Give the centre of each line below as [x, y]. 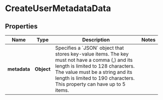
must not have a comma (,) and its [94, 60]
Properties [21, 26]
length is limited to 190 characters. [95, 78]
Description [96, 40]
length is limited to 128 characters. [95, 66]
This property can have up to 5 [90, 84]
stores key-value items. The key [92, 54]
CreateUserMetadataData [58, 8]
